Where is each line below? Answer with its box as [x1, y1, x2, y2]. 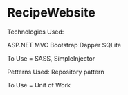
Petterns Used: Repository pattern [7, 67, 105, 76]
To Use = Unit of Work [7, 81, 71, 89]
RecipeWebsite [7, 5, 95, 21]
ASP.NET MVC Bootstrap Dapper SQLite [7, 41, 122, 49]
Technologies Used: [7, 28, 64, 36]
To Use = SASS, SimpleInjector [7, 54, 95, 63]
